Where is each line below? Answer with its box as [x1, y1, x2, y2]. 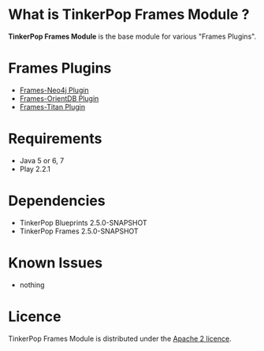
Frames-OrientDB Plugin [19, 93, 99, 103]
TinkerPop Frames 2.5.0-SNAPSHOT [19, 226, 139, 236]
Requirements [8, 130, 102, 147]
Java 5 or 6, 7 [19, 155, 65, 165]
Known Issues [8, 254, 103, 271]
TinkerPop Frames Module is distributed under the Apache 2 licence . [8, 334, 232, 343]
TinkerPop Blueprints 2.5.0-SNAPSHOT [19, 218, 147, 227]
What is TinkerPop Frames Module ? [8, 6, 250, 24]
